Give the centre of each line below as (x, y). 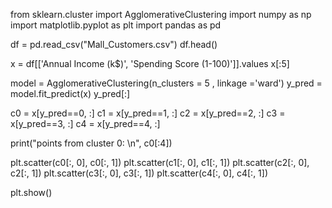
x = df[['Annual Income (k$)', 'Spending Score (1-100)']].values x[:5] (150, 63)
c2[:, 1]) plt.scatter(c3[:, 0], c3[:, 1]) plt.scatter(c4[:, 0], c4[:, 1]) (139, 173)
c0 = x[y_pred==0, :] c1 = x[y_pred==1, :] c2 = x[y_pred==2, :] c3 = (148, 113)
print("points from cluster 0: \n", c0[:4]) (91, 143)
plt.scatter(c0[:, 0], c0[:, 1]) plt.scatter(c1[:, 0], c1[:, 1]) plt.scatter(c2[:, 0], (160, 162)
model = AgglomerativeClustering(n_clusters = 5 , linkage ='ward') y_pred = (166, 83)
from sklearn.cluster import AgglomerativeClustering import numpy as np (161, 14)
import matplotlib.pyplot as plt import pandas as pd (116, 25)
